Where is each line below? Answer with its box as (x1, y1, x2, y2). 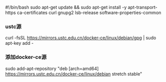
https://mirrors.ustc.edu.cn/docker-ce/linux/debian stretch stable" (5, 70, 142, 77)
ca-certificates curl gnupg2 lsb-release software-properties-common (17, 10, 161, 16)
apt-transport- (127, 5, 157, 10)
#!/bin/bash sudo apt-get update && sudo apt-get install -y (5, 5, 127, 10)
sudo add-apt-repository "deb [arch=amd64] (5, 65, 99, 71)
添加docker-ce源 (5, 54, 47, 61)
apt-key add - (5, 40, 34, 46)
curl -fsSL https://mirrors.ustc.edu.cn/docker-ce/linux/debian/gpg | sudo (5, 35, 156, 41)
